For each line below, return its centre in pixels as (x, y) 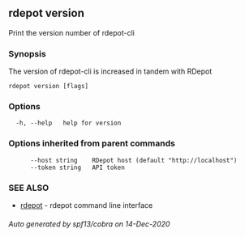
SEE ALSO (29, 188)
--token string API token (77, 167)
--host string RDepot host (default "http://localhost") (133, 160)
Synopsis (27, 53)
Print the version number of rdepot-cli (72, 32)
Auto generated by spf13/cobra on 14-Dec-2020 (89, 224)
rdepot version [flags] (49, 87)
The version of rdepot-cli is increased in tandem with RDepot (110, 71)
